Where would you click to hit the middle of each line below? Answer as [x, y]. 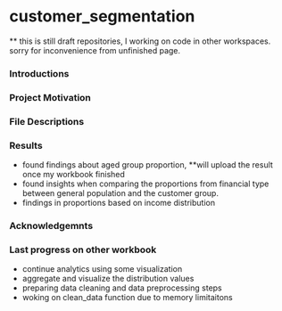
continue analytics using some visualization [102, 269]
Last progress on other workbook [83, 250]
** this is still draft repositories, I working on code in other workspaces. [140, 41]
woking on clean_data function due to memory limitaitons [128, 298]
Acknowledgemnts [51, 225]
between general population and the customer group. [120, 193]
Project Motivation [50, 97]
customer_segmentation [102, 16]
